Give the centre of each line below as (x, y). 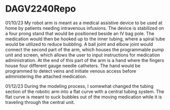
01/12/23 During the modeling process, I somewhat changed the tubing (79, 86)
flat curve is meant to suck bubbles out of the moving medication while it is (84, 97)
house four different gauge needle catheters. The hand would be (73, 66)
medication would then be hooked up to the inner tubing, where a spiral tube (85, 39)
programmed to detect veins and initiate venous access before (71, 71)
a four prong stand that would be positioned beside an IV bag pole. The (80, 33)
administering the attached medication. (46, 76)
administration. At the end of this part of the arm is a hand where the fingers (85, 60)
